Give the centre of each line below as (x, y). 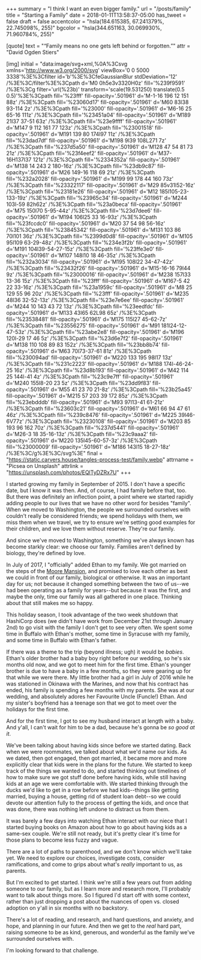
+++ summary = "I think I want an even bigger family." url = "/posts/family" (99, 9)
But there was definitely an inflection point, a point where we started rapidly (100, 497)
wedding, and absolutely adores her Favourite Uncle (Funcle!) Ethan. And (97, 697)
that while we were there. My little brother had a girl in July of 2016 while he (100, 677)
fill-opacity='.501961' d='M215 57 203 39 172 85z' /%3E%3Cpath (87, 396)
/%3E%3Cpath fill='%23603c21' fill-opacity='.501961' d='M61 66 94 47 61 (98, 409)
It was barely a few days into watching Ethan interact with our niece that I (97, 821)
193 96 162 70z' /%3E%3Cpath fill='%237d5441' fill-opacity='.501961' (93, 428)
